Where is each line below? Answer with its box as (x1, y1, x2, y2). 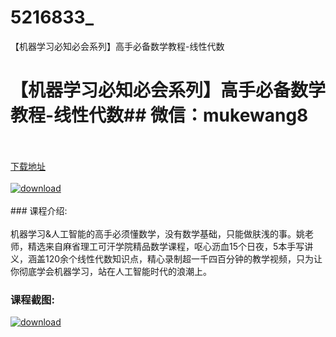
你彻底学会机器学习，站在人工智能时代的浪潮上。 (10, 265, 212, 277)
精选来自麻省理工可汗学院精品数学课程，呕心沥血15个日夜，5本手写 (27, 240, 305, 252)
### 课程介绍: (10, 204, 68, 216)
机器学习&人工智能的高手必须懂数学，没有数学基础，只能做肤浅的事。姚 (10, 227, 306, 240)
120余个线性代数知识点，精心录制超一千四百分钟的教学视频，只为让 (44, 252, 323, 265)
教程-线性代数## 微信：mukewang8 (10, 104, 309, 127)
